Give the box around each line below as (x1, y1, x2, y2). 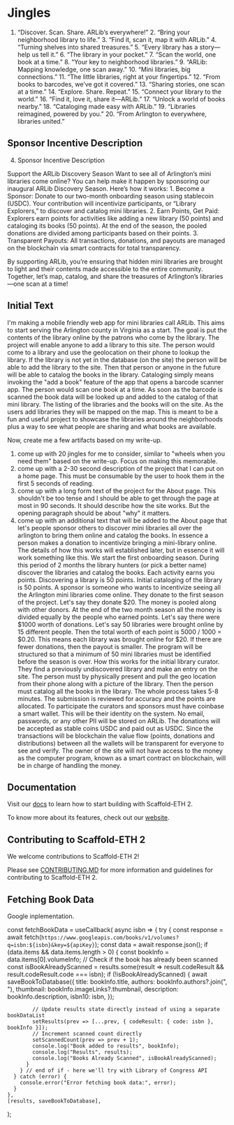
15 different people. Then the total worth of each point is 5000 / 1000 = (17, 627, 222, 636)
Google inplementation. (7, 912, 75, 920)
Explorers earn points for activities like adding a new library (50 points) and (7, 214, 224, 222)
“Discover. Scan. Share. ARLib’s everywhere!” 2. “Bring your (17, 28, 190, 36)
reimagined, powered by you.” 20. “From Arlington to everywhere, (17, 110, 207, 118)
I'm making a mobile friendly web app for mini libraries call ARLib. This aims (7, 318, 225, 326)
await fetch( (7, 933, 42, 941)
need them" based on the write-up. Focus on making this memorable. (17, 456, 218, 465)
